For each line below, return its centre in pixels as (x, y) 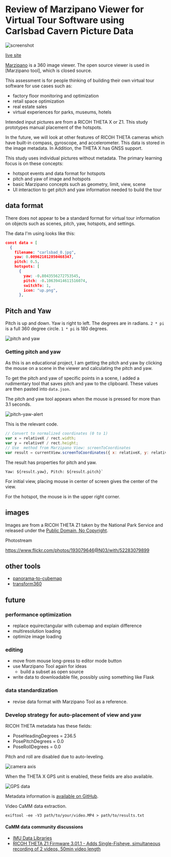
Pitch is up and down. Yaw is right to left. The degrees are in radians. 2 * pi (85, 323)
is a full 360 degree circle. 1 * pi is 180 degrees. (57, 329)
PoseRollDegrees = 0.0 (37, 747)
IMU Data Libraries (32, 838)
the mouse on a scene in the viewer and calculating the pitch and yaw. (79, 368)
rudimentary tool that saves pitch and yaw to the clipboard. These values (82, 384)
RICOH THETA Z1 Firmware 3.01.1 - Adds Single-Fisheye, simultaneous (87, 844)
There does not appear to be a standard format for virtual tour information (83, 218)
